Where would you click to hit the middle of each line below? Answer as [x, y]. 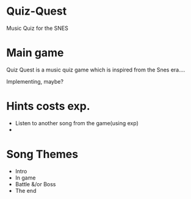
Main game [35, 53]
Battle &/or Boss [35, 184]
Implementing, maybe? [35, 81]
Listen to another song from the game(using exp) [77, 123]
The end [26, 190]
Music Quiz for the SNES [37, 28]
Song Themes [42, 154]
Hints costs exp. [48, 107]
